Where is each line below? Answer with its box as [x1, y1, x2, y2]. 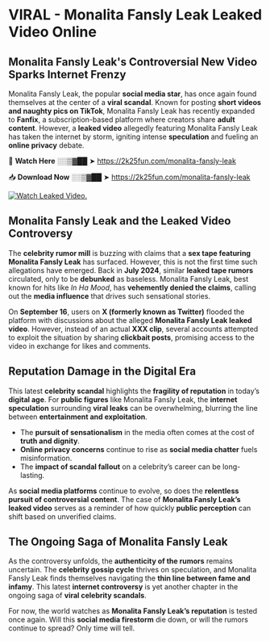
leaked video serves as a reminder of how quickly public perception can [8, 503, 251, 513]
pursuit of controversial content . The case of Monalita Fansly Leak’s [8, 494, 241, 504]
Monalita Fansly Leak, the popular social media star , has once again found [8, 89, 257, 98]
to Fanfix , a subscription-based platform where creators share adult [8, 115, 235, 124]
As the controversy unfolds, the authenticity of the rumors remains [8, 556, 234, 566]
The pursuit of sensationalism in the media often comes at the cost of [19, 427, 255, 437]
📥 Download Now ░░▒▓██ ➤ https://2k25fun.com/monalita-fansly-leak [8, 172, 251, 182]
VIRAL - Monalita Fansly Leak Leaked [8, 6, 263, 24]
